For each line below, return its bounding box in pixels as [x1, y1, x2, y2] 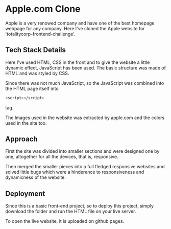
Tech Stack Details [5, 45, 66, 54]
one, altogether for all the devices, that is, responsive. [5, 154, 118, 160]
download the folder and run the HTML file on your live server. [5, 208, 136, 215]
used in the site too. [5, 120, 47, 126]
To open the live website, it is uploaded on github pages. [5, 218, 124, 224]
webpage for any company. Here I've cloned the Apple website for [5, 25, 145, 31]
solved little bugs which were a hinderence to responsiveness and [5, 169, 144, 175]
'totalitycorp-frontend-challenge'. [5, 31, 76, 37]
